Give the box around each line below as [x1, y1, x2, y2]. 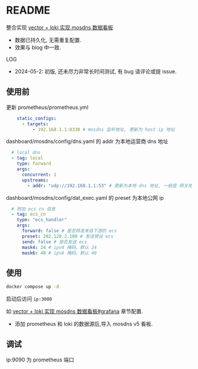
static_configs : [16, 115, 57, 121]
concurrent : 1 [21, 171, 57, 177]
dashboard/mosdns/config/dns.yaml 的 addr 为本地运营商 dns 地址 [6, 138, 169, 145]
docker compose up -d [6, 284, 60, 290]
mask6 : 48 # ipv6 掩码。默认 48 [21, 250, 97, 256]
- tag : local [11, 155, 44, 161]
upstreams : [21, 177, 49, 183]
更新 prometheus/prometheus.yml [6, 103, 88, 111]
